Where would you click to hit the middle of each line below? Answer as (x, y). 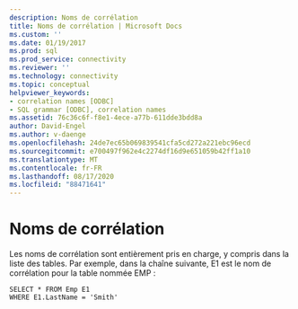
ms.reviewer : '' (39, 68)
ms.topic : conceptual (50, 84)
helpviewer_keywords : (50, 93)
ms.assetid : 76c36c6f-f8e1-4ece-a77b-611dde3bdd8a (106, 118)
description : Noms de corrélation (74, 18)
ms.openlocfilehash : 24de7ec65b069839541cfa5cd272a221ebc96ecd (130, 143)
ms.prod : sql (34, 51)
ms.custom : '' (36, 34)
